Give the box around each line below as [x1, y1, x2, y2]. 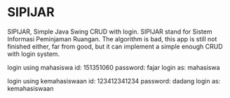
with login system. [7, 50, 60, 58]
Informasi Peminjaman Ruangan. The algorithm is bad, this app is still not [7, 34, 217, 43]
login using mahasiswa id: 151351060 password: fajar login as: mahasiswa [7, 63, 220, 71]
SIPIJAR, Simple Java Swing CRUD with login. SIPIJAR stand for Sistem [7, 27, 212, 36]
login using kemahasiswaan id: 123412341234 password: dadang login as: [7, 76, 221, 85]
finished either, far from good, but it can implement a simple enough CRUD [7, 42, 223, 50]
